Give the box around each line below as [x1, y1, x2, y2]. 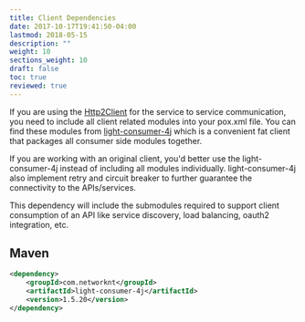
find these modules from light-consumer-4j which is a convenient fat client [9, 125, 290, 137]
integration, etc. [9, 219, 69, 230]
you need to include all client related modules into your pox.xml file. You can [9, 116, 297, 127]
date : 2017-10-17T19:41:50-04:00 [9, 22, 137, 31]
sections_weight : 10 [9, 56, 89, 65]
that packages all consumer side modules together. [9, 135, 203, 146]
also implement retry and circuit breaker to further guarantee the [9, 172, 253, 183]
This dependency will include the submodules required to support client [9, 200, 280, 211]
